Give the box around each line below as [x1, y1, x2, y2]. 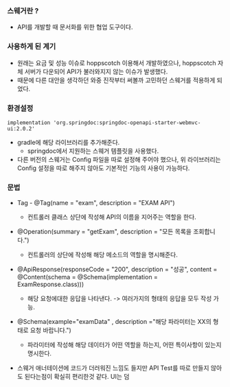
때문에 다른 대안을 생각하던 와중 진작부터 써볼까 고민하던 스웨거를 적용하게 [16, 75, 216, 84]
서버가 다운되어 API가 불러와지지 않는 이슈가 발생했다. [24, 67, 168, 75]
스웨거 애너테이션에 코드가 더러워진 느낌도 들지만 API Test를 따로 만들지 [16, 364, 209, 372]
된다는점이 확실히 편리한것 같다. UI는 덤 [24, 373, 130, 381]
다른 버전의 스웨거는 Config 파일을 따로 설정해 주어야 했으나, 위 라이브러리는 [16, 155, 221, 163]
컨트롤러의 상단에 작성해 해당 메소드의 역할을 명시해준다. [27, 250, 179, 259]
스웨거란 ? [7, 5, 39, 15]
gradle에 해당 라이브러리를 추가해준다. [16, 138, 120, 146]
